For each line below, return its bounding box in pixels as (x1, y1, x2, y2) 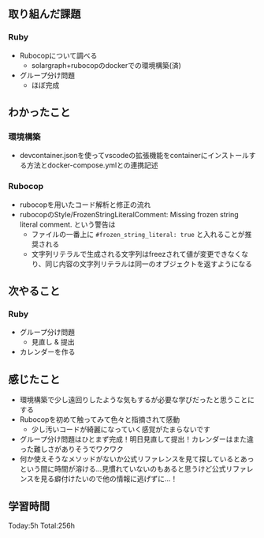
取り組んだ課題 (8, 7, 81, 21)
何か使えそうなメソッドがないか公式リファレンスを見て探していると (19, 454, 241, 464)
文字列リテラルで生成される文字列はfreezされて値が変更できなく (31, 249, 242, 258)
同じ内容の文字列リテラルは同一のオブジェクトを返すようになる (45, 259, 253, 269)
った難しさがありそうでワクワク (19, 445, 124, 454)
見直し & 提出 (31, 337, 75, 347)
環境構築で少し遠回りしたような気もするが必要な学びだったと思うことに (19, 395, 255, 404)
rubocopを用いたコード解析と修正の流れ (19, 200, 151, 209)
